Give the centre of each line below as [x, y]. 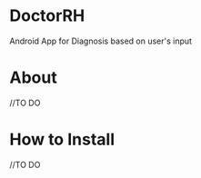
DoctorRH [47, 16]
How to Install [62, 139]
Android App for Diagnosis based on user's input [101, 41]
